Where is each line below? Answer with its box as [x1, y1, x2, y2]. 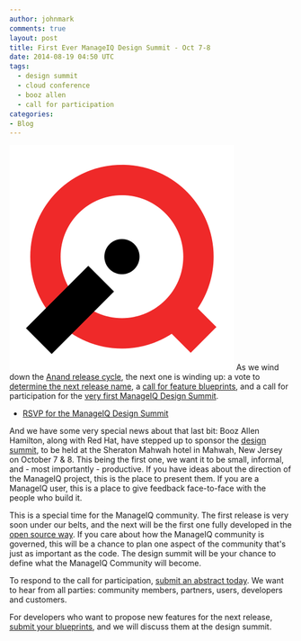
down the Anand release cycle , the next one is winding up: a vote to [9, 372, 261, 383]
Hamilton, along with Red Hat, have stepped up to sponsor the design [9, 435, 267, 446]
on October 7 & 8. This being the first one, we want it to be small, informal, [9, 455, 285, 465]
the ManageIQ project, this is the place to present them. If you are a [9, 474, 260, 484]
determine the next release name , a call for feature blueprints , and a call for [9, 381, 289, 392]
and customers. [9, 594, 67, 605]
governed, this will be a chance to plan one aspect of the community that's [9, 538, 287, 549]
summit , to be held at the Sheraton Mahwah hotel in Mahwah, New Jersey [9, 445, 283, 456]
